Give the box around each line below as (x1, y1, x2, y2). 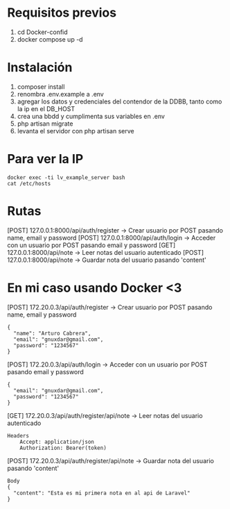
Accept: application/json (19, 438, 95, 445)
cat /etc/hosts (7, 180, 51, 187)
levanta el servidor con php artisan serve (17, 126, 134, 135)
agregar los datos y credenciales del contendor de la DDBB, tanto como (17, 97, 222, 106)
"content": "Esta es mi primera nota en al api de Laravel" (13, 490, 191, 497)
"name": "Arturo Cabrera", (13, 330, 91, 337)
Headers (7, 432, 30, 439)
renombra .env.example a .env (17, 90, 104, 98)
